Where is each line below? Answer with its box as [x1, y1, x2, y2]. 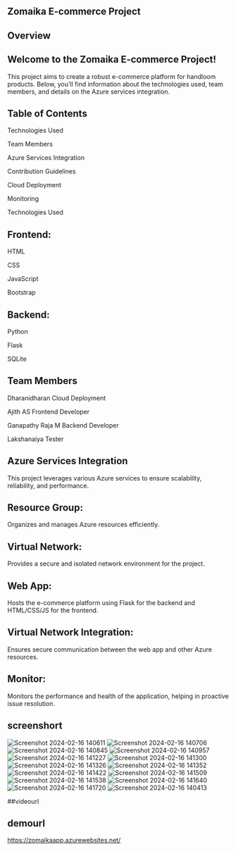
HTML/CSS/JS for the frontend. [7, 606, 99, 615]
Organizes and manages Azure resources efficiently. [7, 521, 160, 529]
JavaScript [7, 275, 39, 283]
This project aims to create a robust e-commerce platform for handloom [7, 72, 216, 80]
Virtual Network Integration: [7, 626, 134, 638]
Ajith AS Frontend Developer [7, 407, 90, 416]
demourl [7, 817, 46, 829]
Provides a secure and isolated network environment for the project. [7, 559, 206, 568]
